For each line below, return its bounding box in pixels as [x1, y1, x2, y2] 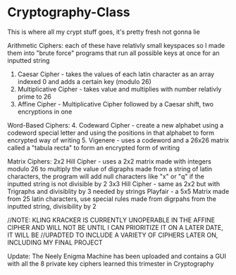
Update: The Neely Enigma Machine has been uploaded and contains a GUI [7, 252, 227, 260]
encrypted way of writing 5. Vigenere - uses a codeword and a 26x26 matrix [7, 135, 230, 145]
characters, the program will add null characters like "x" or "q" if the [7, 172, 204, 181]
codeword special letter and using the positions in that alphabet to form [7, 128, 215, 137]
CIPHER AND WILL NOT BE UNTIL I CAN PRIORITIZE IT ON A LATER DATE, [7, 223, 224, 231]
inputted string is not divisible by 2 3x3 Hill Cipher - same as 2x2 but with [7, 179, 221, 188]
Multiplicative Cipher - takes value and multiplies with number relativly [17, 85, 222, 93]
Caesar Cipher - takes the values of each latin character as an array [17, 70, 215, 78]
